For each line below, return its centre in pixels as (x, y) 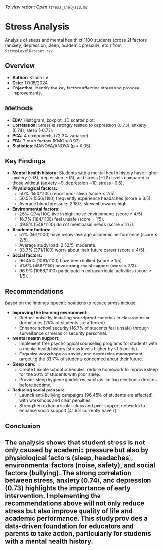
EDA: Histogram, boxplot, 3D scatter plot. (53, 120)
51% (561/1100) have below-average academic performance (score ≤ (88, 235)
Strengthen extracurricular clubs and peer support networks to (82, 406)
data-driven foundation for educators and (70, 526)
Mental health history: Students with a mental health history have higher (85, 173)
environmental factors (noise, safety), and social (80, 465)
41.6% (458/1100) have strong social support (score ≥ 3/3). (78, 266)
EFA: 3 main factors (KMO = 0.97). (46, 141)
